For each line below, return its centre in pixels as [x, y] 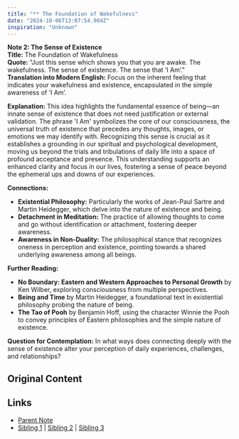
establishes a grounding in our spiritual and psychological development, [113, 144]
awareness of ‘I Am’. [37, 92]
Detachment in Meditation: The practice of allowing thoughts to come [121, 217]
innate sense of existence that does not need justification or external [108, 114]
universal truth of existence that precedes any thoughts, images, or [106, 129]
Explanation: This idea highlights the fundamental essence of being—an [113, 107]
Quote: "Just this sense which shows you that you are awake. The [104, 63]
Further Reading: [33, 269]
